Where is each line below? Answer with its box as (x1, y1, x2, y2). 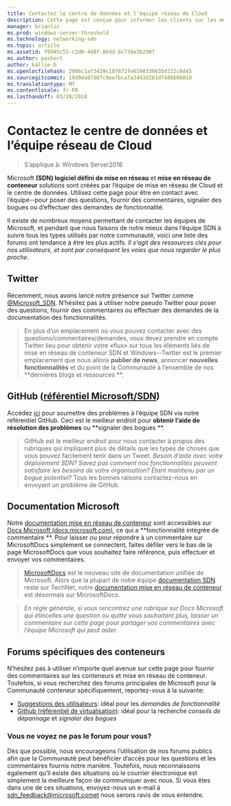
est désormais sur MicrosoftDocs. (23, 590, 120, 599)
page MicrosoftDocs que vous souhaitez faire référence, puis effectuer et (7, 548, 215, 557)
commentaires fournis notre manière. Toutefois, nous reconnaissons (7, 762, 201, 770)
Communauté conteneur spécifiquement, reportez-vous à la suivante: (7, 686, 205, 694)
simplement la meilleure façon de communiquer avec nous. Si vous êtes (7, 776, 211, 785)
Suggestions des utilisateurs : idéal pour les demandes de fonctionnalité (16, 700, 221, 708)
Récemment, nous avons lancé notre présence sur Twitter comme (7, 291, 194, 300)
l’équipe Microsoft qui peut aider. (23, 626, 118, 634)
